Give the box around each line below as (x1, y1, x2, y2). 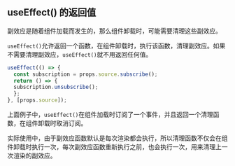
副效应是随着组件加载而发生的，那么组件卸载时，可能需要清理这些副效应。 (7, 27, 222, 35)
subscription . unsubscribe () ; (13, 83, 99, 91)
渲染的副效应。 (13, 151, 57, 160)
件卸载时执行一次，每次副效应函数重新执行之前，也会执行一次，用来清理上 (7, 143, 222, 151)
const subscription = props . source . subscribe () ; (13, 71, 158, 78)
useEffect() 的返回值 (7, 6, 97, 19)
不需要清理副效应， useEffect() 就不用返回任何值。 (7, 50, 152, 58)
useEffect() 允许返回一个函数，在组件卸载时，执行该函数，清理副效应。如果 (7, 41, 226, 50)
